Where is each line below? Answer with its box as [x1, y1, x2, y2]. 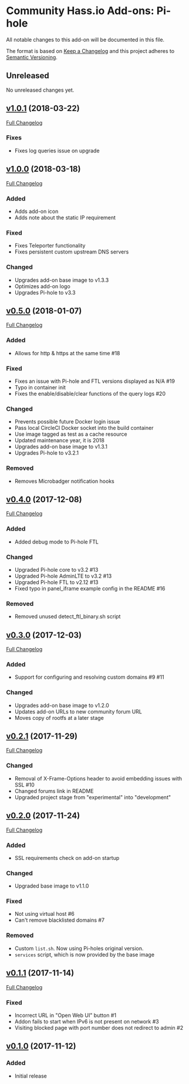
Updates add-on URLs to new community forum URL [14, 708, 143, 715]
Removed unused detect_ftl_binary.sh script [14, 613, 121, 620]
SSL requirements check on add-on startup [14, 854, 120, 861]
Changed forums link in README [14, 787, 94, 795]
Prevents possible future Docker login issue [14, 418, 120, 425]
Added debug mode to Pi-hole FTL [14, 538, 99, 545]
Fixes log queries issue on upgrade [14, 147, 100, 154]
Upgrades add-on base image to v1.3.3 [14, 276, 109, 283]
